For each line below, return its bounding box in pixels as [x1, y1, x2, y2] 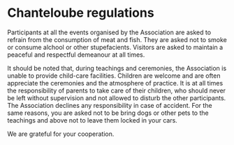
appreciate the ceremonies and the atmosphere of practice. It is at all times [7, 78, 224, 87]
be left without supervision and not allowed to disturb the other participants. [7, 93, 226, 102]
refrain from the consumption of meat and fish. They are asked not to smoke [7, 35, 227, 43]
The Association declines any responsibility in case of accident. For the [7, 101, 212, 109]
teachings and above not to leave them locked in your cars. [7, 116, 178, 124]
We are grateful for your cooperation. [7, 130, 115, 138]
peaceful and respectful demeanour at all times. [7, 50, 145, 59]
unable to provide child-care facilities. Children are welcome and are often [7, 71, 221, 80]
